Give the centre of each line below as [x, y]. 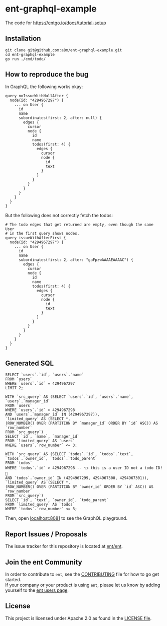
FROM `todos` [19, 463]
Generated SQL [30, 363]
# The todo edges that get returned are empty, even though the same [79, 225]
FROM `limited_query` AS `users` [40, 441]
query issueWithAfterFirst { [36, 238]
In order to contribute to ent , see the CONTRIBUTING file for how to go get [82, 574]
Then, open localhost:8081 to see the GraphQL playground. [66, 518]
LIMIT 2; [14, 388]
